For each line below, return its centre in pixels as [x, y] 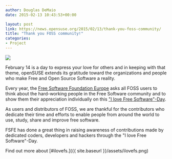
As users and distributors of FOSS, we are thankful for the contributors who [85, 109]
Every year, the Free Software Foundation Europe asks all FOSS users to [81, 88]
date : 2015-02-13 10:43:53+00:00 [41, 15]
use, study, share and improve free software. [52, 120]
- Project [16, 43]
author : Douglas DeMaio [31, 10]
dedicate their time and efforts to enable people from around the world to [82, 114]
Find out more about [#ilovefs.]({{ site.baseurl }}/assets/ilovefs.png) [77, 151]
